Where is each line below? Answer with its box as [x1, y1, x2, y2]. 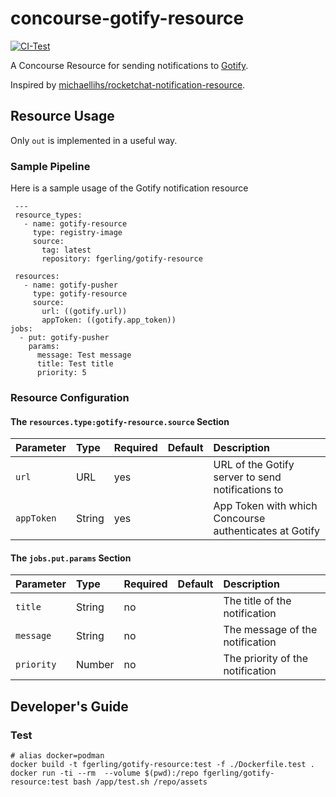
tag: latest [41, 245, 92, 256]
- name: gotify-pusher [23, 280, 118, 291]
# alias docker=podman [10, 751, 105, 761]
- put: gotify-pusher [19, 333, 110, 343]
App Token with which [213, 499, 318, 513]
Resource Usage [10, 108, 115, 125]
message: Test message [36, 350, 132, 361]
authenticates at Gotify [213, 524, 321, 538]
